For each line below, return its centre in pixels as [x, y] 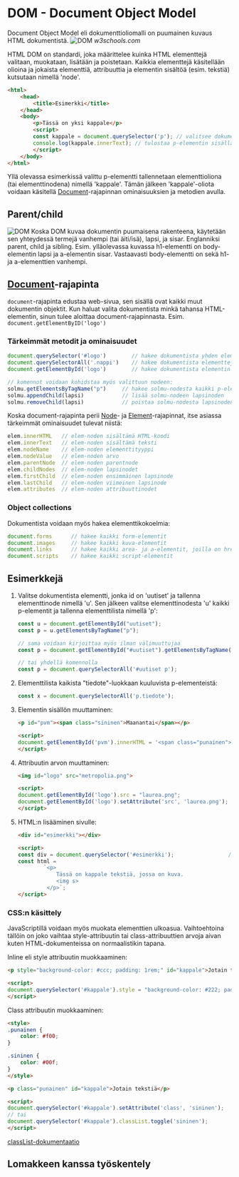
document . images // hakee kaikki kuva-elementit [87, 543]
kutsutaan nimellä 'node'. [44, 77]
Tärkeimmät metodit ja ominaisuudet [72, 341]
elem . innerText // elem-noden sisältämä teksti [83, 443]
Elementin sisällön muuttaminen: [65, 710]
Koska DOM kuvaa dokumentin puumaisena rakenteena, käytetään [128, 231]
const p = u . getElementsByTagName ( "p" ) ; [78, 630]
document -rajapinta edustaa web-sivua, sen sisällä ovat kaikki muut [105, 302]
